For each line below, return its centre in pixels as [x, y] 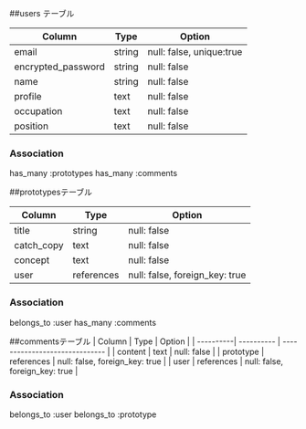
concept [32, 260]
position [31, 126]
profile [28, 96]
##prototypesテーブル [51, 192]
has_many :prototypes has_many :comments [94, 173]
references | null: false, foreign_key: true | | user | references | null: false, [147, 361]
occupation [38, 111]
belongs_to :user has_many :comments [83, 322]
